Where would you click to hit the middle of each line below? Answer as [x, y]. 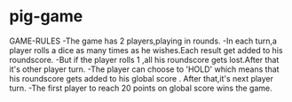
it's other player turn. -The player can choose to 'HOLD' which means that [144, 69]
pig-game [46, 16]
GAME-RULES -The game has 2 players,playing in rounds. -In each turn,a [143, 41]
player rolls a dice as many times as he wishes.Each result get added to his [146, 50]
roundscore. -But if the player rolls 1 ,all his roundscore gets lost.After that [144, 59]
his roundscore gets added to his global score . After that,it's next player [141, 78]
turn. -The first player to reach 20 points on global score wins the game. [141, 88]
